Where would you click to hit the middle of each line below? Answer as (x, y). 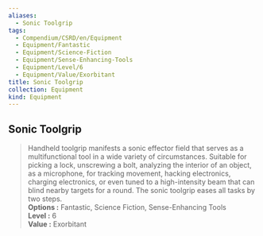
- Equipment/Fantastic (53, 45)
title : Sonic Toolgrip (46, 82)
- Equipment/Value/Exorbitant (65, 75)
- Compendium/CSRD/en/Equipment (69, 38)
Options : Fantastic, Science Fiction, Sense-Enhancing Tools (127, 207)
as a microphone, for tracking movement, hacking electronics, (129, 174)
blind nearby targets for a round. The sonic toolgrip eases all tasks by (141, 191)
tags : (17, 30)
